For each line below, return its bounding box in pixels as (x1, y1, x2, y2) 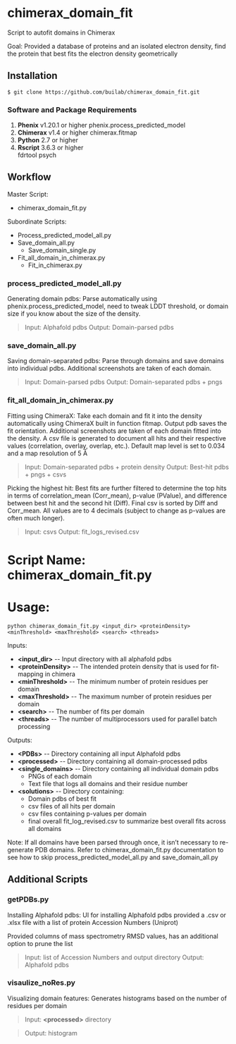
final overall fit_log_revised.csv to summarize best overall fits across (27, 816, 227, 825)
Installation (7, 70, 58, 82)
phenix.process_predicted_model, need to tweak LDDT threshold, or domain (7, 302, 229, 311)
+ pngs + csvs (24, 470, 67, 479)
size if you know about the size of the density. (7, 309, 141, 318)
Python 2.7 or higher (17, 136, 79, 145)
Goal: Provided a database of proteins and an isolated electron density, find (7, 42, 227, 50)
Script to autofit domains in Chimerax (7, 28, 116, 37)
